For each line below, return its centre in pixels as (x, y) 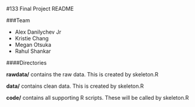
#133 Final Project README (40, 9)
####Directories (26, 63)
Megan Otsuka (33, 45)
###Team (18, 20)
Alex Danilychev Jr (38, 32)
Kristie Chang (32, 38)
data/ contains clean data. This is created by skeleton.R (75, 86)
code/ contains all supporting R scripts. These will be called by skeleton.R (97, 98)
